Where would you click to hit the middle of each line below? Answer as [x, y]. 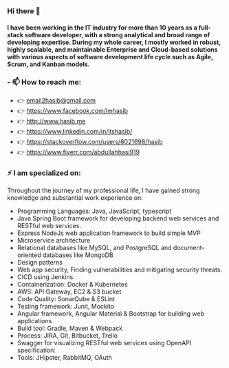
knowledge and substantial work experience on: [75, 198]
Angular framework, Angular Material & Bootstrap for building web [111, 314]
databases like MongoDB [78, 255]
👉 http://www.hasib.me [51, 121]
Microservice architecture [54, 241]
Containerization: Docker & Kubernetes [73, 285]
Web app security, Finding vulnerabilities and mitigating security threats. [119, 270]
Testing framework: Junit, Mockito [66, 307]
